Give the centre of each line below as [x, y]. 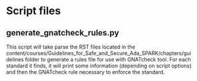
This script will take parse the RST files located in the [71, 47]
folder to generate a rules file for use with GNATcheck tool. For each [108, 59]
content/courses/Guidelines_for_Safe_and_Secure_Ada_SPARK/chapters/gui [98, 53]
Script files [33, 11]
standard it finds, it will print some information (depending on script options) [99, 66]
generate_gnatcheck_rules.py [63, 33]
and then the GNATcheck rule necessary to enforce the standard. [85, 72]
